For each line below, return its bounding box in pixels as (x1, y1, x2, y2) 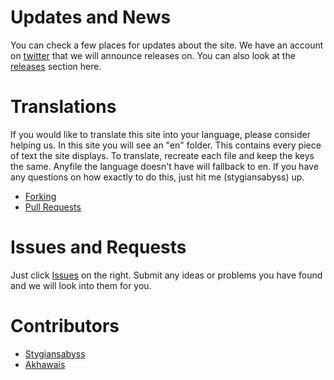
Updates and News (10, 6, 172, 29)
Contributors (10, 315, 120, 337)
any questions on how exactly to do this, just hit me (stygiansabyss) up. (10, 171, 305, 183)
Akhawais (24, 358, 66, 370)
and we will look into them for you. (10, 279, 152, 291)
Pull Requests (24, 201, 82, 213)
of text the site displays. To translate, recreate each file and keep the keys (10, 149, 315, 161)
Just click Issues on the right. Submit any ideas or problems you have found (10, 269, 323, 281)
